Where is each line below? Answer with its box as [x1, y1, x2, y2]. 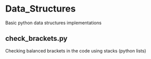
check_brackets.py [5, 34, 68, 43]
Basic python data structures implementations [5, 20, 102, 26]
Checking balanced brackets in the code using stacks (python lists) [5, 47, 146, 53]
